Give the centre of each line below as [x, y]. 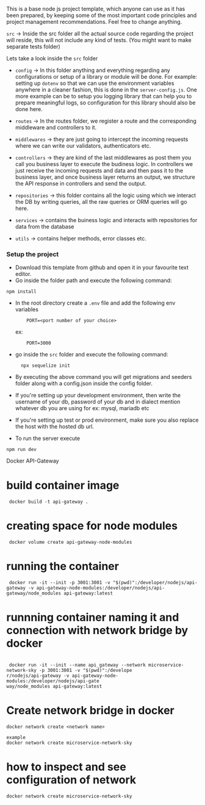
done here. [29, 109]
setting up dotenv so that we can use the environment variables [95, 83]
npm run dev [21, 450]
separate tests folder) [34, 46]
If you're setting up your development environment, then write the [98, 395]
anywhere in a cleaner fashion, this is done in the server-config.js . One [106, 90]
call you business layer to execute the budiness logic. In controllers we [104, 164]
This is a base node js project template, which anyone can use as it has [96, 9]
